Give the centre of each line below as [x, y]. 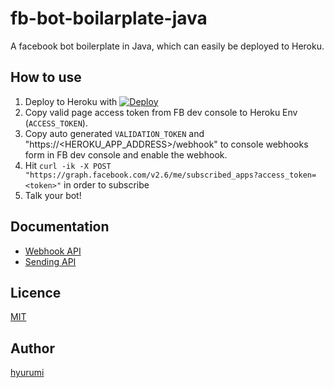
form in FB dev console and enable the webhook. [126, 154]
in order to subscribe [106, 184]
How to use [46, 77]
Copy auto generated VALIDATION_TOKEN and [114, 133]
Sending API [50, 261]
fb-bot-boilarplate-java [109, 18]
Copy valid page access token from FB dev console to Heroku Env [161, 112]
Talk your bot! [53, 195]
